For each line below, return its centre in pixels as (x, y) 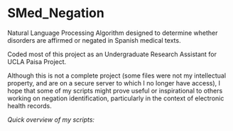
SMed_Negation (56, 13)
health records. (29, 105)
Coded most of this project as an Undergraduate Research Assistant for (112, 54)
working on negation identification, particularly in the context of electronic (116, 98)
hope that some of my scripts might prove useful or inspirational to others (115, 90)
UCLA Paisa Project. (37, 61)
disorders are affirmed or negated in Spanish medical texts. (94, 40)
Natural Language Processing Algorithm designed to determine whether (113, 33)
